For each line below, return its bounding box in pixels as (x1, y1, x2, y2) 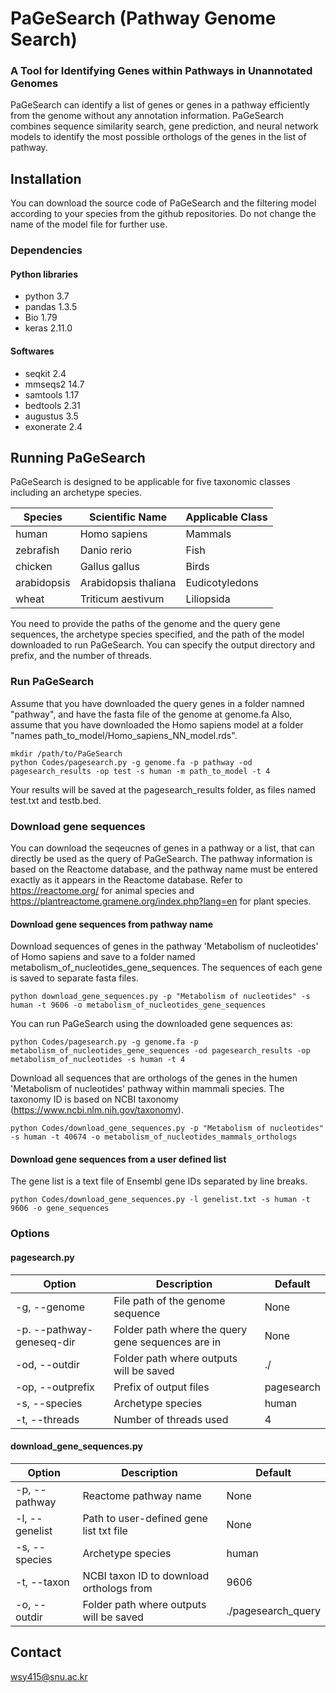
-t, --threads (15, 1412, 80, 1426)
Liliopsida (185, 592, 231, 606)
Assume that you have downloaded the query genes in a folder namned (10, 697, 305, 709)
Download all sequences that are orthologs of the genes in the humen (10, 1072, 298, 1084)
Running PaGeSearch (10, 450, 146, 467)
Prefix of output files (113, 1380, 210, 1394)
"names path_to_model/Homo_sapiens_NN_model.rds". (10, 729, 238, 741)
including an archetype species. (10, 487, 142, 499)
